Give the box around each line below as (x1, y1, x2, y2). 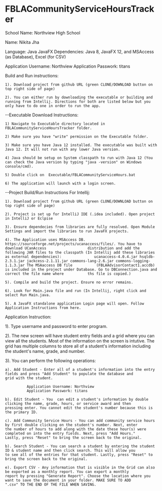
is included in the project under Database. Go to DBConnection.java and (5, 267, 158, 272)
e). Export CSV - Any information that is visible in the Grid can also (5, 465, 155, 470)
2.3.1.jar (5, 258, 25, 263)
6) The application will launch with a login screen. (5, 181, 116, 186)
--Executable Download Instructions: (5, 112, 79, 118)
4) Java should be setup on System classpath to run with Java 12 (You (5, 155, 153, 160)
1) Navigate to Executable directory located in (5, 121, 105, 126)
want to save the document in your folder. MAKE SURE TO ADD (5, 478, 131, 483)
